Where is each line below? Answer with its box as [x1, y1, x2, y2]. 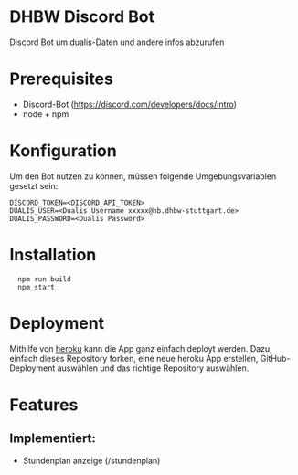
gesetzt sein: [9, 180, 59, 191]
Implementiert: [9, 431, 96, 447]
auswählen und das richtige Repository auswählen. [57, 363, 250, 374]
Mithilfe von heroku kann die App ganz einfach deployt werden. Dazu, [9, 343, 272, 354]
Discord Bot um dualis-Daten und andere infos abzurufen [9, 37, 225, 47]
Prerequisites [9, 69, 114, 90]
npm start [17, 282, 55, 291]
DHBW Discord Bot [9, 6, 155, 27]
